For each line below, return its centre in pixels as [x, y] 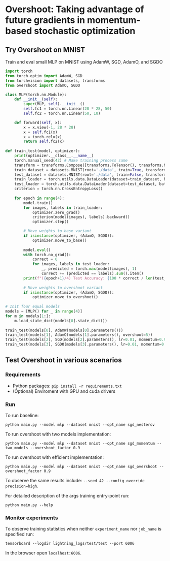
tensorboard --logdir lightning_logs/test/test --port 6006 [70, 544]
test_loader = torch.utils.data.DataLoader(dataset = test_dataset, [86, 184]
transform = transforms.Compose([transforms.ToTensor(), [76, 165]
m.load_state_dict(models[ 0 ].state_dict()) [61, 321]
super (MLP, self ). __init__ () [54, 104]
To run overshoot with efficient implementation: [55, 457]
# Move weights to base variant [58, 231]
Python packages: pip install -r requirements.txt [67, 386]
